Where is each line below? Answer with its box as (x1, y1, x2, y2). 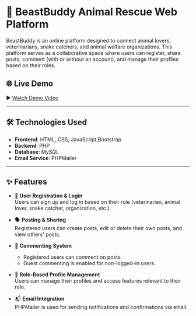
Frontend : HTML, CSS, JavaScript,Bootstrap (14, 136, 121, 143)
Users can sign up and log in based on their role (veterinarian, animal (14, 199, 181, 206)
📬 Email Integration (14, 295, 65, 303)
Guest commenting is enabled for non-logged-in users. (23, 260, 156, 267)
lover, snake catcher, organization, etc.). (14, 204, 111, 212)
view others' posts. (14, 231, 61, 238)
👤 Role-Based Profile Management (14, 271, 100, 278)
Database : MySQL (14, 148, 60, 155)
